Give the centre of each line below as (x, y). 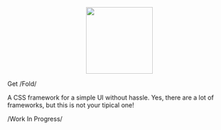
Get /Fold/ (22, 84)
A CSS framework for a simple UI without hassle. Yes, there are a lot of (111, 97)
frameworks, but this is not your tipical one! (71, 105)
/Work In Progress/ (35, 119)
